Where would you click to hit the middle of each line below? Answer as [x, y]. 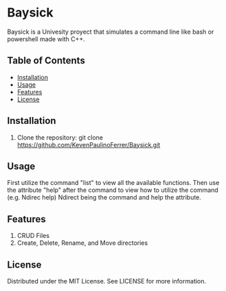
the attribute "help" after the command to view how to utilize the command [113, 190]
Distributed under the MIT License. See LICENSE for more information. [107, 281]
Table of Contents [46, 61]
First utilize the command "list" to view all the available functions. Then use [113, 183]
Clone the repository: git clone [60, 137]
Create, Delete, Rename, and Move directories [82, 243]
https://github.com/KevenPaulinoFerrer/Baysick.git [89, 144]
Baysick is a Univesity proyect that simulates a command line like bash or [111, 32]
